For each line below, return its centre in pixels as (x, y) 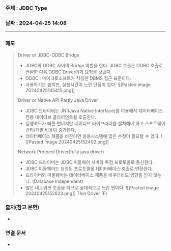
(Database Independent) (58, 181)
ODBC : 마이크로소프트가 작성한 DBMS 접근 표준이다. (78, 78)
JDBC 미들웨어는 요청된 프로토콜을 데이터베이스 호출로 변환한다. (89, 169)
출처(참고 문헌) (22, 207)
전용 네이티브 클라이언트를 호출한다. (61, 117)
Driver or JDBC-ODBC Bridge (49, 55)
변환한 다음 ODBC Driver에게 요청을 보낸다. (68, 72)
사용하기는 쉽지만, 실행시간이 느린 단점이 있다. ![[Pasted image (88, 85)
